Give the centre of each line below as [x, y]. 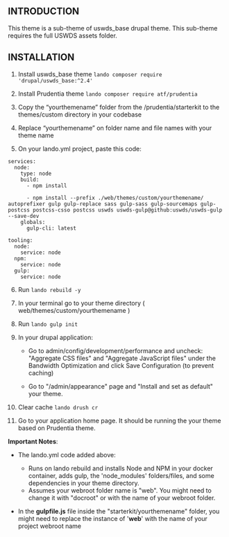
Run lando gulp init [48, 324]
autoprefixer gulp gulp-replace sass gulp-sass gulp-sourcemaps [103, 204]
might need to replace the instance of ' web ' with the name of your [112, 518]
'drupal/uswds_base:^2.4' [55, 80]
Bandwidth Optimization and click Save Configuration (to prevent [121, 365]
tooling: [20, 240]
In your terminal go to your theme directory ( [81, 303]
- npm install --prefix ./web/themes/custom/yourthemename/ [115, 198]
